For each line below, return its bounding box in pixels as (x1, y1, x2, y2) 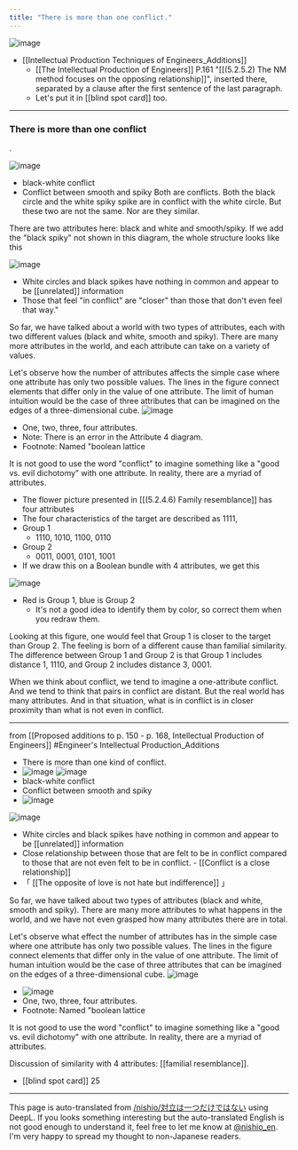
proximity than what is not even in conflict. (9, 704, 164, 715)
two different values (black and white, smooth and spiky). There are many (9, 330, 279, 342)
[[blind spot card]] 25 (21, 1075, 100, 1086)
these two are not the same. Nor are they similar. (21, 205, 200, 216)
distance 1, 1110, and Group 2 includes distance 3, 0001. (9, 659, 213, 670)
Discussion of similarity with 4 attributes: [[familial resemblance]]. (9, 1058, 249, 1068)
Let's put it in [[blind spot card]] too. (35, 92, 168, 103)
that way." (21, 304, 59, 315)
